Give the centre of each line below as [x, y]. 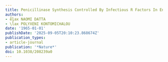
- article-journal [24, 42]
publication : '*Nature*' [31, 47]
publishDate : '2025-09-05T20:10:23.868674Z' [52, 33]
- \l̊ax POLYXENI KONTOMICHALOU [38, 24]
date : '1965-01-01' [25, 28]
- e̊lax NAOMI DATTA [25, 19]
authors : [14, 14]
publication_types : [25, 38]
